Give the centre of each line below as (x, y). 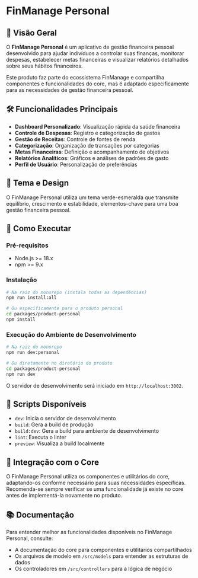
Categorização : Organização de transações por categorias (87, 145)
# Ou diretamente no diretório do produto (59, 363)
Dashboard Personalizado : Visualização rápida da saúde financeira (98, 126)
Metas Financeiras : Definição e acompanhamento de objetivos (92, 152)
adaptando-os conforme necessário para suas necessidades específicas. (96, 483)
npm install (21, 320)
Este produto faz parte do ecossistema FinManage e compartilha (85, 77)
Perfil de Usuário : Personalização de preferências (76, 164)
